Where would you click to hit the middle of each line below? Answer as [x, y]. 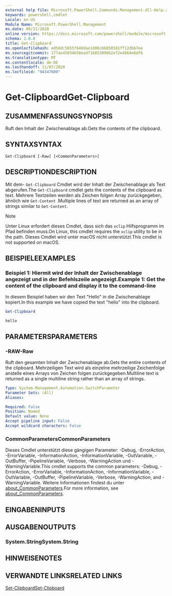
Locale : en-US [20, 19]
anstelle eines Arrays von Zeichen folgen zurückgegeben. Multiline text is [82, 373]
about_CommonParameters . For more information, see [62, 488]
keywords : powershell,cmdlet [36, 15]
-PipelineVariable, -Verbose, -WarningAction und [79, 461]
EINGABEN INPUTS [35, 510]
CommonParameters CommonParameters [58, 439]
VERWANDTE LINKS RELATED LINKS [64, 576]
